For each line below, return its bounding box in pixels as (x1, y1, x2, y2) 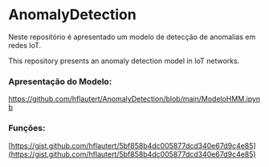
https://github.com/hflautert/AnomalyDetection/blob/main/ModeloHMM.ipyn (8, 94, 261, 104)
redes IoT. (8, 40, 42, 50)
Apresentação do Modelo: (8, 76, 112, 87)
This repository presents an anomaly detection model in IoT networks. (8, 56, 240, 66)
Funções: (8, 122, 46, 133)
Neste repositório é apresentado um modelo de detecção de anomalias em (8, 32, 256, 42)
